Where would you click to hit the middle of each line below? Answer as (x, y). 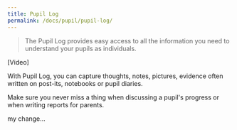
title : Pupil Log (33, 14)
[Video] (19, 62)
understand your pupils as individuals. (80, 48)
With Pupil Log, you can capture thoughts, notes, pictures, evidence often (115, 76)
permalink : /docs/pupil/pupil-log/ (60, 21)
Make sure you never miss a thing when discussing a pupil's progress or (113, 97)
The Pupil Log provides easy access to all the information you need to (127, 40)
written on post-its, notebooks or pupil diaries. (75, 83)
